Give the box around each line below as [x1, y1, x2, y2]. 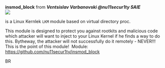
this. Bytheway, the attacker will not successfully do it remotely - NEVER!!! [5, 39, 156, 44]
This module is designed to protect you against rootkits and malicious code [5, 28, 158, 34]
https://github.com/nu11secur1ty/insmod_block [5, 49, 100, 54]
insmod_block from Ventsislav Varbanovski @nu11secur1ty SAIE [5, 4, 141, 10]
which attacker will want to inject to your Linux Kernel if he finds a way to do [5, 33, 161, 39]
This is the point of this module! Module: [5, 44, 88, 49]
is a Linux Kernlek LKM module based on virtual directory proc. [5, 19, 131, 24]
